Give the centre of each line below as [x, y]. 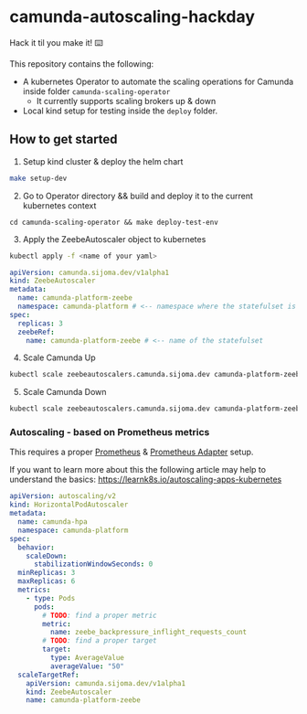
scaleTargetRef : [48, 675]
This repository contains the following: [82, 64]
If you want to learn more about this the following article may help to [138, 470]
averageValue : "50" [87, 666]
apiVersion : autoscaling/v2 [63, 496]
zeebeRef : [36, 332]
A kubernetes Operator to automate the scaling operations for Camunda [158, 81]
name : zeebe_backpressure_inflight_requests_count [148, 633]
